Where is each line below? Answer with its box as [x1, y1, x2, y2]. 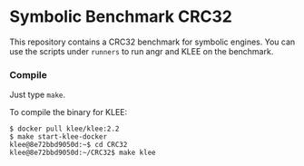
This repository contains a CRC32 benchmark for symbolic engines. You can [9, 36, 296, 47]
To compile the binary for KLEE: [9, 107, 128, 118]
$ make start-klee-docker [9, 132, 107, 142]
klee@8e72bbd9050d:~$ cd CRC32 [9, 141, 128, 150]
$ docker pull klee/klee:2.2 [9, 124, 120, 133]
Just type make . [9, 89, 66, 101]
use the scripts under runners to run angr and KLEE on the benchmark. [9, 45, 274, 56]
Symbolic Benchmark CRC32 [9, 6, 233, 27]
